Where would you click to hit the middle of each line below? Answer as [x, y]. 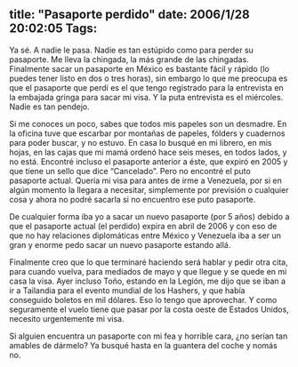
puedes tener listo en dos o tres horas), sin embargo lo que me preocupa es [149, 78]
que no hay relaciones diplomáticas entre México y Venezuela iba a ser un [145, 235]
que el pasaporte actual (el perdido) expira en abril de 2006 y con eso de [143, 226]
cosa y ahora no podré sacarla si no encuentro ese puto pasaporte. [133, 199]
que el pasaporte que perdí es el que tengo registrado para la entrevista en [147, 87]
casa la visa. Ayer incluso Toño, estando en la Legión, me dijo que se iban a [148, 281]
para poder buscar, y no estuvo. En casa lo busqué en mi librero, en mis [141, 142]
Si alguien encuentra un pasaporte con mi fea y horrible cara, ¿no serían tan [149, 336]
